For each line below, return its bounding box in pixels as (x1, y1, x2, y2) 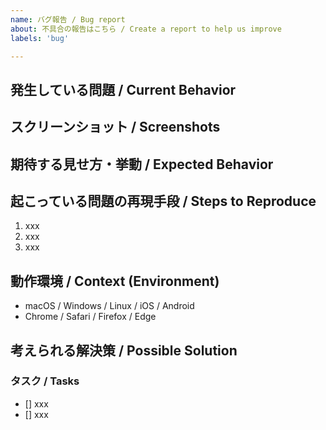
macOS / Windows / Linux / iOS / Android (24, 300, 195, 312)
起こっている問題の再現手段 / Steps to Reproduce (10, 192, 317, 210)
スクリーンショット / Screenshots (10, 119, 221, 136)
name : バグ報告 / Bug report (10, 14, 126, 25)
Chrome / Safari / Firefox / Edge (24, 311, 157, 323)
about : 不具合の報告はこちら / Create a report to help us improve (10, 24, 282, 34)
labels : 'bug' (10, 33, 70, 43)
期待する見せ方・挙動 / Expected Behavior (10, 156, 274, 173)
